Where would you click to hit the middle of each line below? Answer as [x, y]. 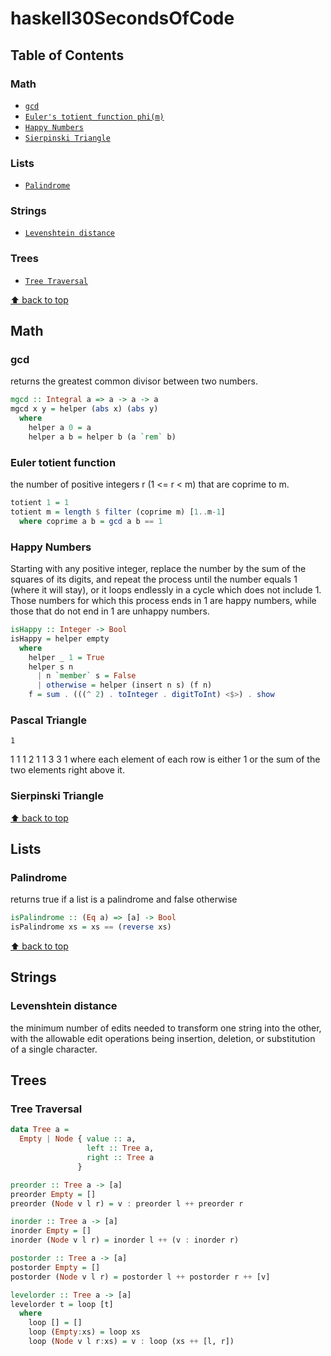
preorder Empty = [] [53, 1194]
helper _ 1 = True [66, 657]
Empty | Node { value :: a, [78, 1139]
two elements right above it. [67, 770]
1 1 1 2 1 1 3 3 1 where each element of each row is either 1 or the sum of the [165, 759]
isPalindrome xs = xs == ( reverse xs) [91, 927]
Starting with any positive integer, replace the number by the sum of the [158, 569]
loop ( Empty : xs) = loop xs [84, 1332]
